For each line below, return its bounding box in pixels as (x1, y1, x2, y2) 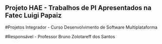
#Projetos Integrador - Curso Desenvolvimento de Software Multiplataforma (5, 24, 158, 30)
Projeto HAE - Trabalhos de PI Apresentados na (5, 4, 152, 12)
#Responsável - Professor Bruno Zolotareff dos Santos (5, 33, 116, 39)
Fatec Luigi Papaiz (5, 12, 62, 20)
